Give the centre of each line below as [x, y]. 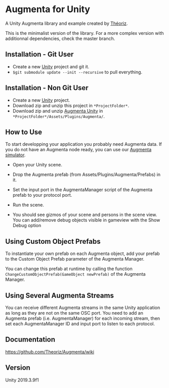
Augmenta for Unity [48, 9]
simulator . [15, 155]
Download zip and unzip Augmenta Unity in [58, 111]
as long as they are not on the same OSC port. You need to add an [74, 313]
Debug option [27, 226]
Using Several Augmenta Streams [59, 295]
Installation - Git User [39, 54]
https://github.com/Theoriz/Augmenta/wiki [50, 352]
